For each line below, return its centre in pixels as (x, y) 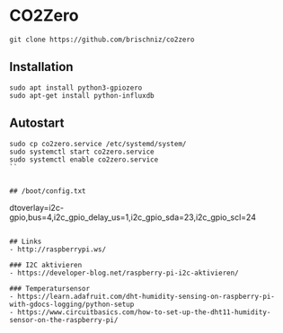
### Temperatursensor (50, 288)
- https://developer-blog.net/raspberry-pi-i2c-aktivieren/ (124, 273)
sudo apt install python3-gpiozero (76, 88)
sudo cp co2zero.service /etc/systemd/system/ (98, 144)
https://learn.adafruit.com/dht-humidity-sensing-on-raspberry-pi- (146, 296)
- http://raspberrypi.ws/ (57, 249)
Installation (41, 67)
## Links (26, 241)
